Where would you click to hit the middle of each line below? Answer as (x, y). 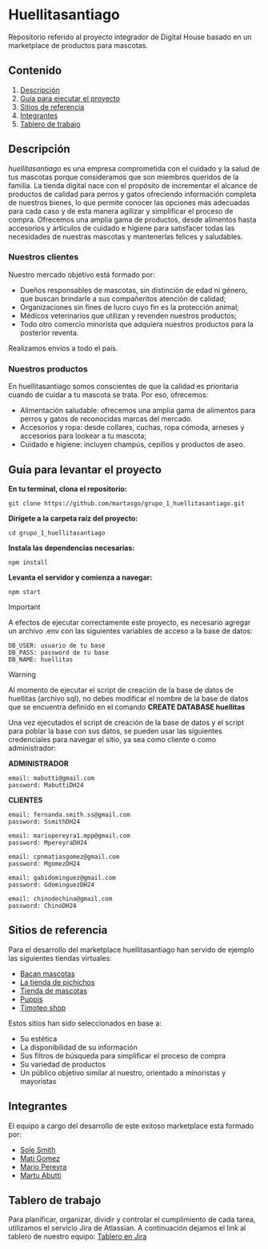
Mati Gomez (40, 1158)
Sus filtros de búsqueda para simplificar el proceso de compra (123, 1055)
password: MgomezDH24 (44, 863)
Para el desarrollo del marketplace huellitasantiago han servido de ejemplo (131, 950)
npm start (25, 592)
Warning (22, 674)
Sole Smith (38, 1150)
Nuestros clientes (44, 257)
